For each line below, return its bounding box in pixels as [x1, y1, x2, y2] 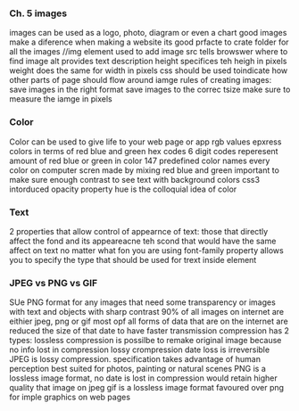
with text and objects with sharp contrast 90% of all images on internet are [9, 307, 285, 317]
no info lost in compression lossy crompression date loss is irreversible [9, 344, 270, 355]
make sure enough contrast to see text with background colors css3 [9, 174, 261, 185]
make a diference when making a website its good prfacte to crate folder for [9, 37, 289, 47]
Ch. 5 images [9, 7, 68, 20]
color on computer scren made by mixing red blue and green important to [9, 164, 279, 176]
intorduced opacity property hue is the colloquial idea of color [9, 184, 237, 194]
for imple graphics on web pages [9, 391, 131, 403]
